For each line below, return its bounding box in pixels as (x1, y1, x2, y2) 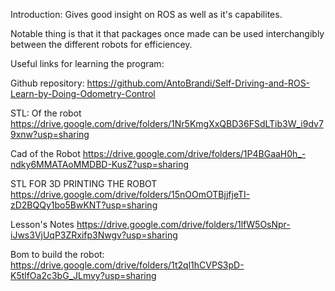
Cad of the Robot (10, 148, 81, 159)
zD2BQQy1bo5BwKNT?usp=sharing (10, 199, 158, 211)
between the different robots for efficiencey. (10, 39, 193, 50)
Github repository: (10, 77, 85, 89)
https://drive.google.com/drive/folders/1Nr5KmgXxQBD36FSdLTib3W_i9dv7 (10, 118, 324, 129)
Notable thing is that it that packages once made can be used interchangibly (10, 28, 325, 39)
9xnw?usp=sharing (10, 129, 90, 140)
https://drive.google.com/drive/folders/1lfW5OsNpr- (76, 219, 291, 230)
